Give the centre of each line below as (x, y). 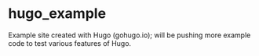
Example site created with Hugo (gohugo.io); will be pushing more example (129, 35)
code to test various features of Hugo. (70, 43)
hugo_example (57, 14)
